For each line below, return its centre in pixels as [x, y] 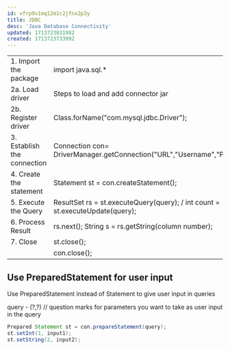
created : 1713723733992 [41, 39]
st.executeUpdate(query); [95, 211]
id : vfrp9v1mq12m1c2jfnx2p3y [49, 13]
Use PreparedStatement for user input [90, 277]
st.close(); [70, 242]
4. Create [26, 174]
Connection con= [81, 146]
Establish [25, 146]
